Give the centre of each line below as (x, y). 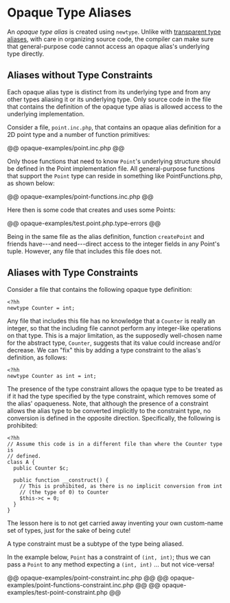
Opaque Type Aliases (69, 13)
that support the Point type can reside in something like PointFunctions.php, (115, 176)
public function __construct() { (61, 480)
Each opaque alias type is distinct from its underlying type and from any (109, 92)
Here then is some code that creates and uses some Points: (91, 210)
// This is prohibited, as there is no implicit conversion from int (121, 486)
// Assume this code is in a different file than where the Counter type (115, 444)
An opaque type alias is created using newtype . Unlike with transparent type (114, 32)
